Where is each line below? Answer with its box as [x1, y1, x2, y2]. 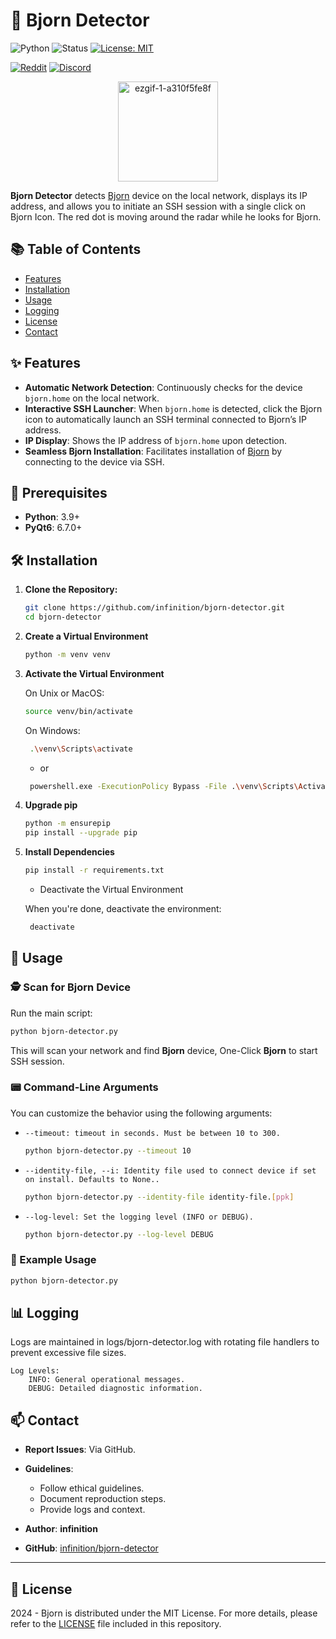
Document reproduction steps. [39, 1493, 167, 1505]
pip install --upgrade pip [24, 828, 138, 838]
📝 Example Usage [10, 1253, 97, 1267]
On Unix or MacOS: [24, 687, 105, 699]
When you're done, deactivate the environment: [24, 903, 222, 915]
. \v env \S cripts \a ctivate [29, 744, 133, 754]
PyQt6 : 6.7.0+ [24, 522, 83, 534]
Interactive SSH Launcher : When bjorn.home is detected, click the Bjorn [24, 402, 323, 414]
